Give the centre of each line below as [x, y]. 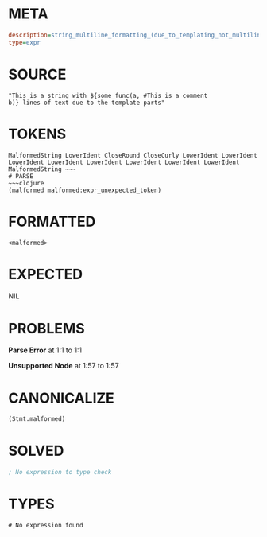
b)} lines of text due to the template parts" [87, 103]
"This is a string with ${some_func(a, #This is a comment [108, 95]
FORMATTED [52, 222]
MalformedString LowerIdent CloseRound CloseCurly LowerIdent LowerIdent [133, 155]
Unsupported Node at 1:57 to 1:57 [64, 366]
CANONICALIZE [62, 398]
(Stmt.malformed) [37, 419]
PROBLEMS [46, 328]
